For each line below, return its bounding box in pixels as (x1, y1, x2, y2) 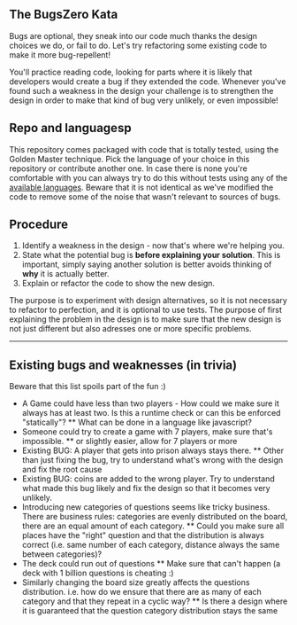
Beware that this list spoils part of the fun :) (9, 381, 166, 392)
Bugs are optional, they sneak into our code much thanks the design (9, 30, 258, 41)
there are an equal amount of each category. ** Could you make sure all (21, 520, 285, 531)
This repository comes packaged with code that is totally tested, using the (9, 144, 279, 154)
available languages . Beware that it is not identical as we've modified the (9, 182, 274, 192)
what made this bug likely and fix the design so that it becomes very (21, 483, 271, 494)
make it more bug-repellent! (9, 49, 110, 60)
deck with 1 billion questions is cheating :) (21, 567, 174, 579)
